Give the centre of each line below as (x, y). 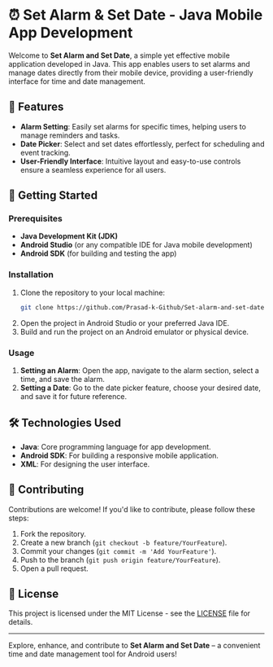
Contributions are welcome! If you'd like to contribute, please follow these (132, 509)
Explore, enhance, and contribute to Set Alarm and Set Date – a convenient (134, 646)
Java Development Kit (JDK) (69, 236)
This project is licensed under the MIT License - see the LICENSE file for (129, 613)
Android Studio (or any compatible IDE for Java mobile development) (136, 245)
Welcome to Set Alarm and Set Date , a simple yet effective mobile (119, 55)
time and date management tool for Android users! (93, 654)
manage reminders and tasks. (70, 135)
